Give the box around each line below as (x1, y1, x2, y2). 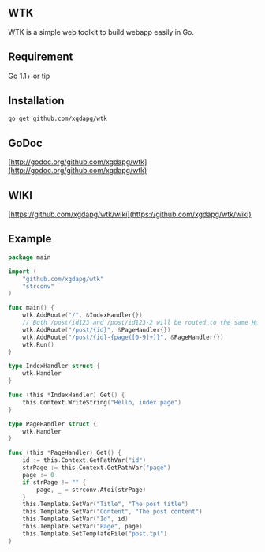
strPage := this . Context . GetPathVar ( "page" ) (22, 464, 171, 471)
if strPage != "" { (22, 478, 87, 486)
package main (8, 253, 51, 261)
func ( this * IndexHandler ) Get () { (8, 391, 125, 399)
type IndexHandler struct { (8, 362, 101, 370)
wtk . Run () (22, 340, 55, 348)
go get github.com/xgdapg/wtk (8, 115, 108, 123)
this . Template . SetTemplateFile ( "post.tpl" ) (22, 529, 168, 538)
